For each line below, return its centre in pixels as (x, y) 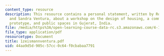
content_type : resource (29, 9)
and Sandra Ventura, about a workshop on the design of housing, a (80, 19)
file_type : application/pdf (34, 32)
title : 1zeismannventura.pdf (35, 41)
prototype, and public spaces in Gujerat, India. (61, 23)
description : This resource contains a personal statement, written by (79, 14)
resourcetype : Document (29, 37)
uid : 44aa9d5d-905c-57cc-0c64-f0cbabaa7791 (50, 46)
